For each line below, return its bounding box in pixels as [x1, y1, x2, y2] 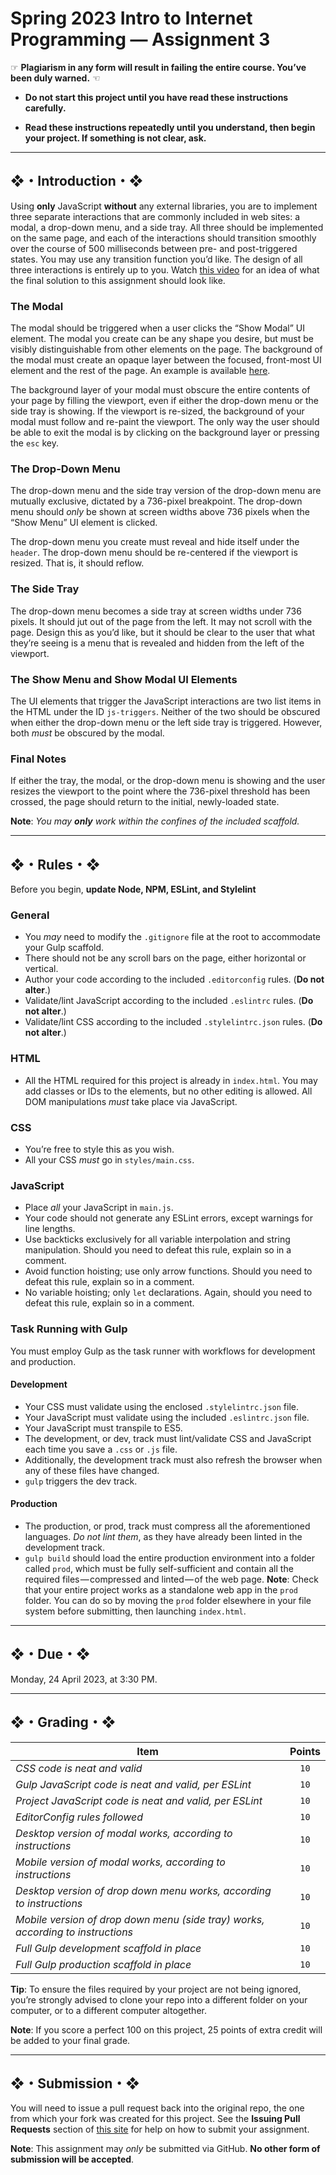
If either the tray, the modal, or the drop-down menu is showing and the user [10, 775, 326, 787]
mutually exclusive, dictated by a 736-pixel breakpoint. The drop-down [10, 495, 303, 507]
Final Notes [10, 752, 67, 766]
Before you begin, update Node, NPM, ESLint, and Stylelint [10, 883, 257, 896]
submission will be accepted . [10, 2153, 135, 2166]
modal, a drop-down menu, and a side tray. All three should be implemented [10, 221, 324, 233]
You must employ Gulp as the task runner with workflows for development [10, 1345, 316, 1357]
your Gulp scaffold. [24, 942, 105, 954]
